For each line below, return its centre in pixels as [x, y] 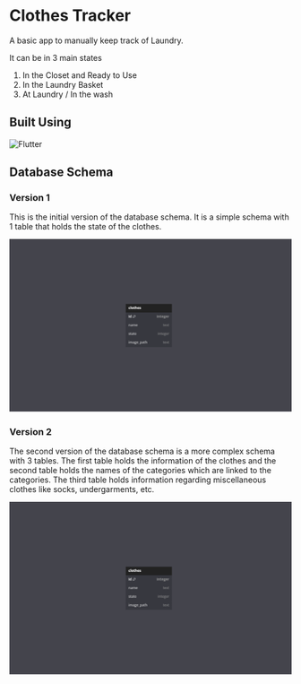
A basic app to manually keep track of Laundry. [96, 40]
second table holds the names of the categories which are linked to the [140, 471]
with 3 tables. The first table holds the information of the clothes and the [143, 461]
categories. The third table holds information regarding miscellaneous [138, 480]
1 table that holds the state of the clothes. [86, 227]
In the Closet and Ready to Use [79, 75]
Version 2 [30, 431]
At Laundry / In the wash [68, 94]
